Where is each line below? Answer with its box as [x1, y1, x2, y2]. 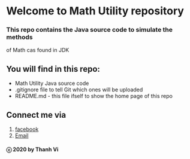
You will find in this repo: [6, 64, 101, 74]
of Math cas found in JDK [6, 47, 70, 54]
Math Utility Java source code [14, 79, 89, 87]
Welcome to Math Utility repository [6, 4, 185, 18]
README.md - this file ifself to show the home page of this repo [14, 93, 173, 100]
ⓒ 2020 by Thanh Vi [6, 145, 59, 153]
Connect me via [6, 109, 67, 120]
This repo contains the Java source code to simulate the [6, 26, 173, 34]
